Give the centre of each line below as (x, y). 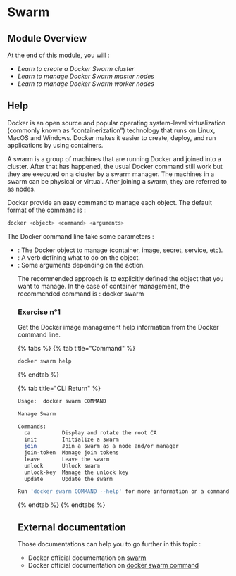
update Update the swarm (68, 479)
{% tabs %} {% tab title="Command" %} (76, 348)
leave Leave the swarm (67, 459)
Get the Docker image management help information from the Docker (118, 327)
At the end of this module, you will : (58, 55)
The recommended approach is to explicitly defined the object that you (120, 278)
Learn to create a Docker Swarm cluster (76, 69)
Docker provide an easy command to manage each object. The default (110, 202)
